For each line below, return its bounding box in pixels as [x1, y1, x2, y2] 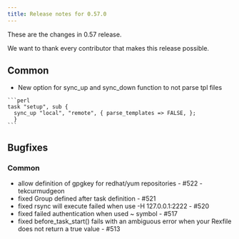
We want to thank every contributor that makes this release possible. [7, 44, 209, 52]
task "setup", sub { [7, 103, 69, 111]
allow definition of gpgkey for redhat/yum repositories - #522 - [17, 179, 203, 188]
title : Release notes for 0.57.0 [7, 10, 107, 18]
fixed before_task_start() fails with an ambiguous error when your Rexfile [17, 217, 232, 225]
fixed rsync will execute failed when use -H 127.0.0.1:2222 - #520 [17, 202, 210, 210]
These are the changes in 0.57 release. [7, 30, 122, 39]
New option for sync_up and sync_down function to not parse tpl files [17, 83, 223, 92]
